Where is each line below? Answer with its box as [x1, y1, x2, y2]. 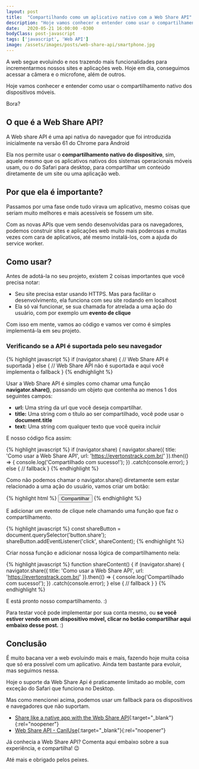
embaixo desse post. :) [6, 622, 64, 629]
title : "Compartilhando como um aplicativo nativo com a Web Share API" [6, 14, 192, 20]
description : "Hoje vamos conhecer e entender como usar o [6, 20, 155, 26]
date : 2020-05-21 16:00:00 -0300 [6, 25, 94, 31]
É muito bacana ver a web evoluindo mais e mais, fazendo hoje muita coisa [6, 654, 190, 661]
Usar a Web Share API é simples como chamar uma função [6, 380, 150, 387]
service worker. [6, 239, 44, 247]
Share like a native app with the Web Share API [14, 714, 129, 721]
